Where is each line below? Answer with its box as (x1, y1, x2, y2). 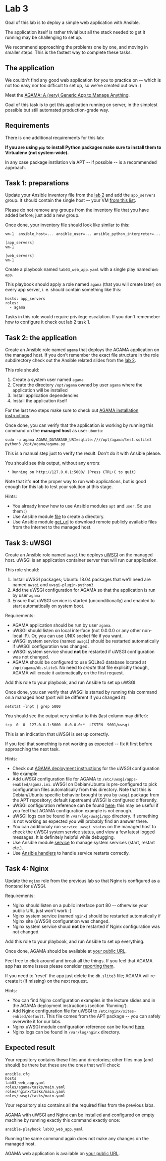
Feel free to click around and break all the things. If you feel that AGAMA (5, 957, 153, 964)
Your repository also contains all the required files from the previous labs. (5, 1102, 155, 1108)
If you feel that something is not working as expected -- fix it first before (5, 741, 153, 747)
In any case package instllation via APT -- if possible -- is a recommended (5, 159, 157, 165)
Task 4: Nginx (5, 865, 49, 873)
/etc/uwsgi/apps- (102, 777, 138, 782)
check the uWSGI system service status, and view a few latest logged (12, 829, 155, 835)
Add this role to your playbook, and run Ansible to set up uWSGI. (5, 679, 137, 685)
